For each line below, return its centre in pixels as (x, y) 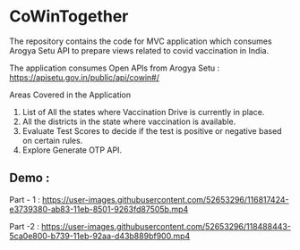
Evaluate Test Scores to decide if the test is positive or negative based (152, 130)
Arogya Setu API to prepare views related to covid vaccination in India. (139, 50)
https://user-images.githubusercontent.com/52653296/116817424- (165, 199)
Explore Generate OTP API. (72, 150)
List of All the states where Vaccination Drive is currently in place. (143, 112)
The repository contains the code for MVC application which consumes (141, 41)
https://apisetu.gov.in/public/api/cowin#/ (84, 77)
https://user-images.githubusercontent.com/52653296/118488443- (166, 226)
